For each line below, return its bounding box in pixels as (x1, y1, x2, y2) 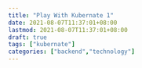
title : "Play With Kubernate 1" (8, 11, 114, 20)
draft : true (8, 33, 47, 41)
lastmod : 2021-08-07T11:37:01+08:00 (8, 26, 128, 34)
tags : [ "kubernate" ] (8, 41, 76, 48)
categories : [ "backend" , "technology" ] (8, 48, 135, 55)
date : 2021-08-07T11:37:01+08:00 (8, 19, 118, 27)
